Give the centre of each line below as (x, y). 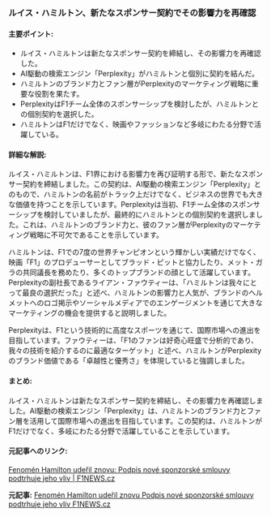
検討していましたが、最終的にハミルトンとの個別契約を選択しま (150, 215)
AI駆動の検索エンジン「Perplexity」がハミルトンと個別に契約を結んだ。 (139, 74)
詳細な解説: (28, 154)
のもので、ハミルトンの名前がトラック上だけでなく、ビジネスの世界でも (129, 194)
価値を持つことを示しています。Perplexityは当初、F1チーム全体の (123, 205)
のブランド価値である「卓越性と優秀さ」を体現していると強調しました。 (129, 361)
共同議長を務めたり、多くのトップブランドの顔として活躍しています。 (139, 273)
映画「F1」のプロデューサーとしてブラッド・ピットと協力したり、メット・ (132, 262)
